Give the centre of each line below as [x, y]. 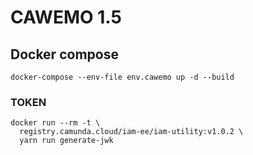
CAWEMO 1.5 [66, 17]
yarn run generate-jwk [66, 141]
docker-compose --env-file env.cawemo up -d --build [122, 77]
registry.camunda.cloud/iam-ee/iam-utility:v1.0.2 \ [131, 132]
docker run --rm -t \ [55, 123]
